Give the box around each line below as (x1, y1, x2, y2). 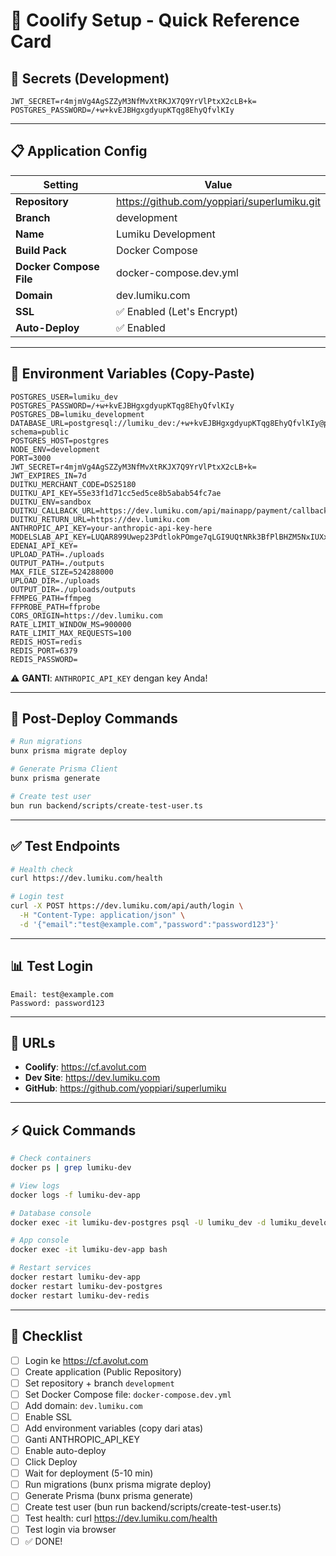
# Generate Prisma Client (10, 764, 118, 774)
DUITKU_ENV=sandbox (10, 497, 92, 507)
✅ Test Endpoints (10, 838, 121, 855)
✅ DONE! (24, 1535, 63, 1547)
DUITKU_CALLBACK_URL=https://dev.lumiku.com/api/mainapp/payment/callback (10, 505, 329, 516)
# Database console (10, 1208, 92, 1218)
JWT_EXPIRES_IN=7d (10, 470, 87, 481)
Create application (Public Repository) (24, 1365, 182, 1378)
